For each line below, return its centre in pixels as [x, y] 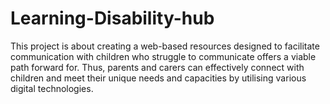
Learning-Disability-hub [112, 18]
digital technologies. [52, 88]
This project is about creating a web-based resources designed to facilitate [165, 46]
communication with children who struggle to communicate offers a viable [163, 56]
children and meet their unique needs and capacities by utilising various [158, 78]
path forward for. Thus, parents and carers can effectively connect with [157, 67]
